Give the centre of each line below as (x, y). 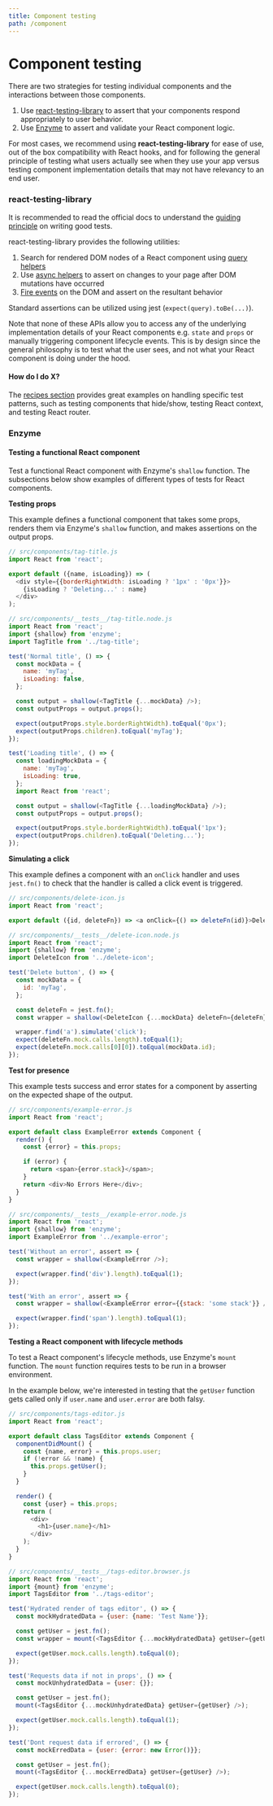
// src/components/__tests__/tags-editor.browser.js (100, 1572)
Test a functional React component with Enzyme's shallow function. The (129, 471)
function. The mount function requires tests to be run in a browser (117, 1366)
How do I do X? (34, 377)
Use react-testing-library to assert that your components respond (130, 111)
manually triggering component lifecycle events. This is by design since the (134, 341)
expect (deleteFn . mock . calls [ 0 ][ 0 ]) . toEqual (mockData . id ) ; (116, 1047)
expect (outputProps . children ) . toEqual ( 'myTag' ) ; (100, 731)
